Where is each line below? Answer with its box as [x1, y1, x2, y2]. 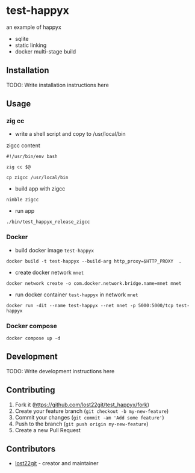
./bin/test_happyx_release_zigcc [6, 219, 90, 225]
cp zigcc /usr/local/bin [6, 175, 69, 181]
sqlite [14, 35, 29, 42]
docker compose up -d [6, 335, 61, 341]
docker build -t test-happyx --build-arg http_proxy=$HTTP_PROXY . [6, 258, 182, 264]
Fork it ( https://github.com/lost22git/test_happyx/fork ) [14, 401, 149, 408]
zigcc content [6, 142, 40, 149]
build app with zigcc [14, 185, 66, 192]
